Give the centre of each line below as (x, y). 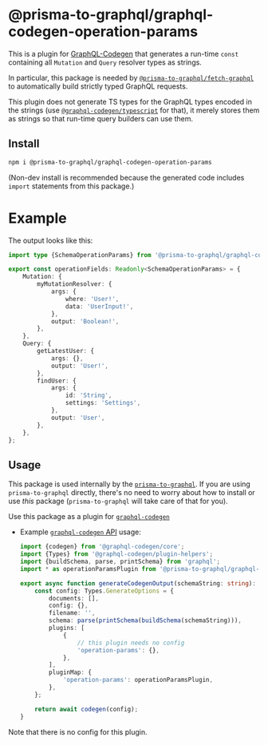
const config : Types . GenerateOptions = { (104, 591)
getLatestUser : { (65, 351)
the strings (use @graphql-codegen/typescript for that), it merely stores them (134, 110)
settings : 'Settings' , (103, 403)
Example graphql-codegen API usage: (80, 532)
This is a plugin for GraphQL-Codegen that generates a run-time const (124, 53)
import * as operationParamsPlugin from (88, 569)
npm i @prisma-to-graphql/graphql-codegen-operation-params (110, 162)
